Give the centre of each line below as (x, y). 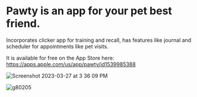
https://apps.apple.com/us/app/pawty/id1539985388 (71, 64)
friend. (23, 24)
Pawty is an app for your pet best (89, 11)
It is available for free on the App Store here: (60, 58)
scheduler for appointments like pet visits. (57, 46)
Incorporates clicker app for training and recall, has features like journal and (99, 40)
